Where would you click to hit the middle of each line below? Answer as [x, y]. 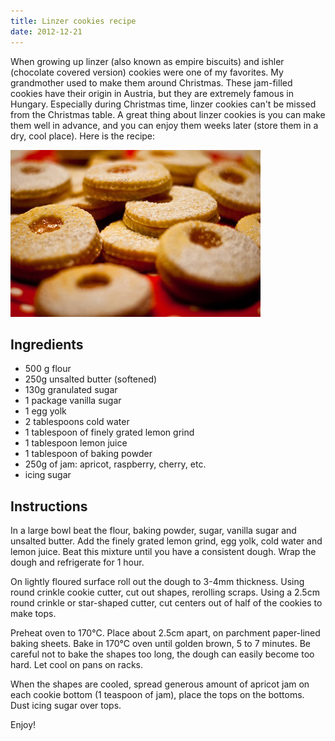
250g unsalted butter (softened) [91, 379]
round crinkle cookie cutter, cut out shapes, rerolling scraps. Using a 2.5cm [165, 592]
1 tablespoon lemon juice [76, 443]
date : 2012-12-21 [46, 31]
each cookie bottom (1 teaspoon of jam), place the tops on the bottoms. [157, 695]
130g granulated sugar [71, 390]
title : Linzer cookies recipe [73, 21]
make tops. [33, 614]
